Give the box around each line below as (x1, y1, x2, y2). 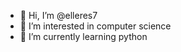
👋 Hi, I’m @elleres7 (19, 10, 98, 21)
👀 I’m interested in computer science (19, 20, 172, 32)
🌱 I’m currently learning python (19, 31, 148, 42)
